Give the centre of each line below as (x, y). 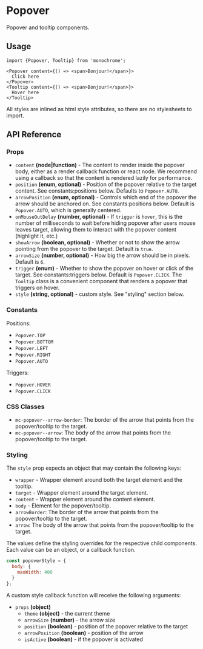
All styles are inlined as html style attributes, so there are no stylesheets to (99, 109)
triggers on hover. (37, 288)
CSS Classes (25, 407)
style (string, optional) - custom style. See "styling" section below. (100, 294)
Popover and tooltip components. (48, 27)
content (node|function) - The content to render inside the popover (100, 165)
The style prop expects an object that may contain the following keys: (94, 468)
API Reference (34, 135)
